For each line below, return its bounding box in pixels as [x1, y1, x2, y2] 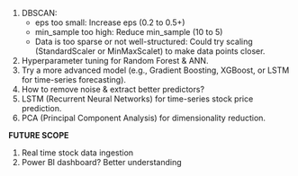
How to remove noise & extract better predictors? [21, 84, 204, 94]
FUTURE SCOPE [8, 130, 69, 140]
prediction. [21, 103, 62, 113]
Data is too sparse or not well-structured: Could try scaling [34, 36, 253, 47]
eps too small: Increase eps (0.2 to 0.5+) [34, 17, 185, 28]
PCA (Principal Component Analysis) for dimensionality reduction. [21, 112, 266, 123]
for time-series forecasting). [21, 75, 127, 84]
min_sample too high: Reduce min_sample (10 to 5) [34, 27, 223, 37]
